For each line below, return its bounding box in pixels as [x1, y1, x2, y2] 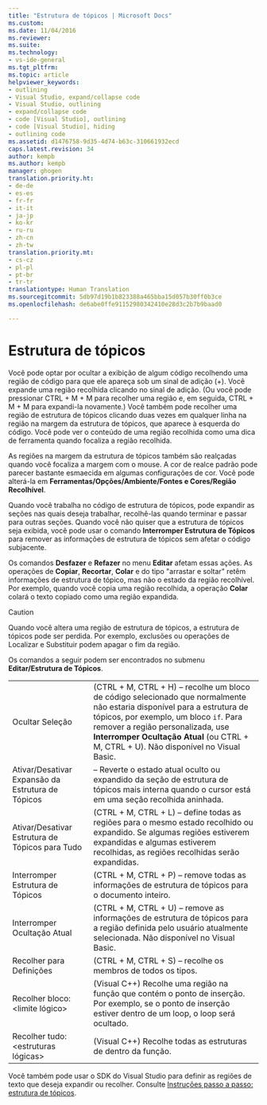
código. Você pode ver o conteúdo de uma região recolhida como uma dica [8, 427, 256, 436]
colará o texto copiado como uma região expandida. [8, 592, 179, 601]
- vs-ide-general [8, 57, 66, 64]
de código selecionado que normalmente [93, 691, 246, 702]
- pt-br [8, 271, 34, 279]
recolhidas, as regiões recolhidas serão [93, 846, 240, 857]
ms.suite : [8, 41, 41, 49]
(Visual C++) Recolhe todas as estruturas [93, 1036, 248, 1047]
